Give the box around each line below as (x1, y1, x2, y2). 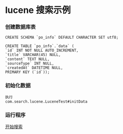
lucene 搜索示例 (5, 4, 71, 16)
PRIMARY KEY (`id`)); (5, 70, 50, 75)
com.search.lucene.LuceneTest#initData (5, 99, 88, 104)
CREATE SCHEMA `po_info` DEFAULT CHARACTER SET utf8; (5, 35, 119, 40)
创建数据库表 (5, 23, 36, 30)
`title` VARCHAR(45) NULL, (5, 53, 61, 58)
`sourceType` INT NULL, (5, 61, 55, 66)
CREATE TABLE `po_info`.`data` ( (5, 44, 74, 49)
